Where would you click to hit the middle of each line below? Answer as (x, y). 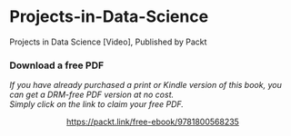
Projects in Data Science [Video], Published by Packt (108, 42)
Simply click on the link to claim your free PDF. (97, 104)
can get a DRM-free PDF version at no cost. (92, 95)
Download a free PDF (57, 65)
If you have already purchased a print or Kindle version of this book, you (145, 85)
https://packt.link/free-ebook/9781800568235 (153, 122)
